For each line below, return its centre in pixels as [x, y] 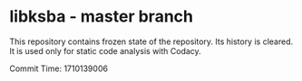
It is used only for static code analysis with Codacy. [105, 50]
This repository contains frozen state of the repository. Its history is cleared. [151, 41]
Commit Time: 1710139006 [59, 68]
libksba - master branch [101, 17]
